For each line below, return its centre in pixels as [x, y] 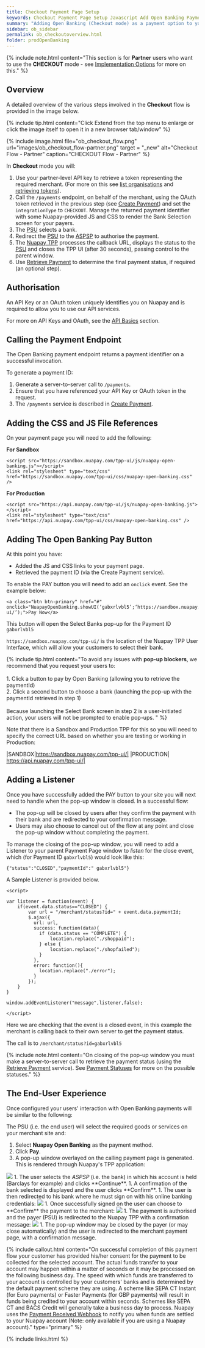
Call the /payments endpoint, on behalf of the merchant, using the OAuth [106, 197]
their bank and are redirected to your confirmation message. [91, 819]
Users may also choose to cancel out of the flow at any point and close [104, 826]
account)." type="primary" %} [44, 1327]
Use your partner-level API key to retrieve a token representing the [99, 177]
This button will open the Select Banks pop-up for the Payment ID [89, 624]
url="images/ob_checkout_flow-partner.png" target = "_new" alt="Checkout [102, 148]
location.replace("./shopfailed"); [95, 949]
